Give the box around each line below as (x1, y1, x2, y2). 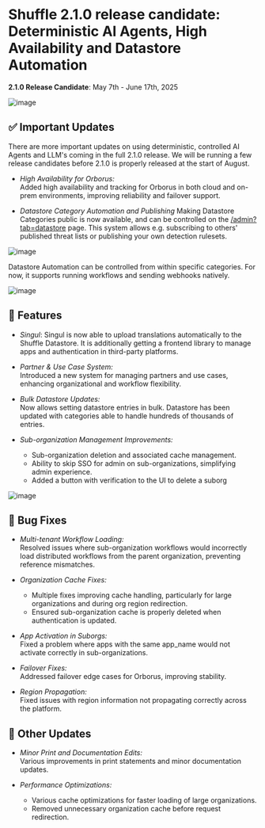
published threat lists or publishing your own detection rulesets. (19, 231, 228, 241)
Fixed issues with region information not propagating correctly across (19, 696, 247, 705)
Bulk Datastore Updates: (19, 394, 100, 403)
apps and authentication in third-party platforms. (19, 346, 179, 356)
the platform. (19, 704, 62, 714)
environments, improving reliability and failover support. (38, 190, 221, 200)
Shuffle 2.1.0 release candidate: (8, 6, 221, 24)
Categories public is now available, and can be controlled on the (19, 214, 229, 223)
